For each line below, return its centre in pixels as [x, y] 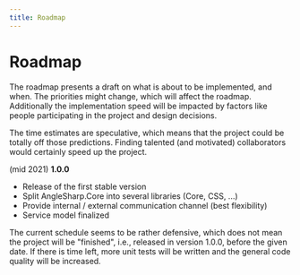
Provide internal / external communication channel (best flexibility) [145, 205]
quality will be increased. [55, 261]
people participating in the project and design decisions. [113, 115]
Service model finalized [66, 215]
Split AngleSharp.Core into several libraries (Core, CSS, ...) [130, 196]
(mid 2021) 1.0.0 [39, 169]
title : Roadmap [38, 17]
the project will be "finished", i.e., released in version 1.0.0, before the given [149, 242]
